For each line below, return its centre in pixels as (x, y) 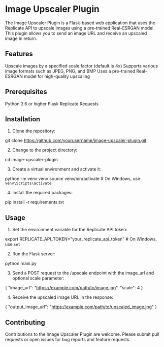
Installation (23, 119)
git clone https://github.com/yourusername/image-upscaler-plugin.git (76, 140)
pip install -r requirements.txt (34, 202)
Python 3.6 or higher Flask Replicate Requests (52, 104)
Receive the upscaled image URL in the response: (63, 297)
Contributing (25, 322)
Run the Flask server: (34, 254)
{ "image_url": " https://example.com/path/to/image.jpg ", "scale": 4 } (74, 288)
